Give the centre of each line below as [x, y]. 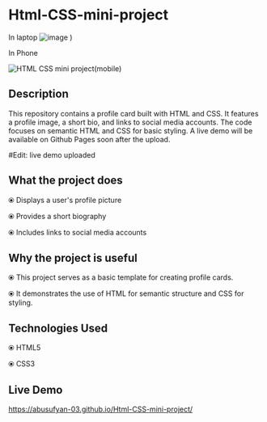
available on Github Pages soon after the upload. [89, 139]
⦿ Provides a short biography [57, 216]
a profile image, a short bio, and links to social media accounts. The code [130, 122]
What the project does [66, 181]
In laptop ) [40, 37]
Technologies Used [58, 328]
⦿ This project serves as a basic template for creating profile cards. [121, 277]
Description [38, 94]
